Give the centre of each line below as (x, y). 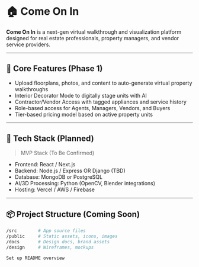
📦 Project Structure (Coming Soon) (73, 214)
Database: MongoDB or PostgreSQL (58, 177)
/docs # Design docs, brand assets (58, 242)
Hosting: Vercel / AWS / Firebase (54, 189)
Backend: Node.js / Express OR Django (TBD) (70, 171)
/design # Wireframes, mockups (50, 247)
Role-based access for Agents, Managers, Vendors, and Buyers (92, 108)
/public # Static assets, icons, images (62, 237)
